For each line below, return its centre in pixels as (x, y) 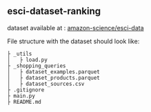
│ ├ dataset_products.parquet (53, 78)
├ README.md (24, 102)
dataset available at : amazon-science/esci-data (75, 27)
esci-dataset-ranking (54, 11)
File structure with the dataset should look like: (73, 41)
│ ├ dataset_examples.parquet (53, 71)
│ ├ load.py (28, 60)
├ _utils (20, 54)
